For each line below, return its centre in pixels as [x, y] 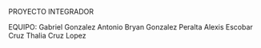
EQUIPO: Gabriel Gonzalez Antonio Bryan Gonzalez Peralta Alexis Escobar [131, 27]
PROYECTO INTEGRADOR [51, 12]
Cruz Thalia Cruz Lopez [47, 36]
